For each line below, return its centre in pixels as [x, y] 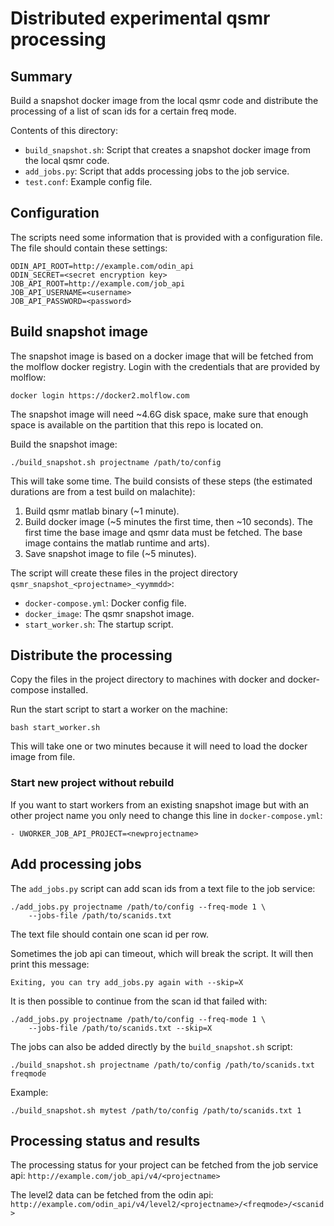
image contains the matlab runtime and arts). [117, 543]
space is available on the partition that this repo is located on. [137, 424]
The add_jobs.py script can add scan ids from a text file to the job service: [163, 888]
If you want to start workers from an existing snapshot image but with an [160, 804]
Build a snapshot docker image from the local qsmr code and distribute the [164, 100]
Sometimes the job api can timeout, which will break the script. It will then [162, 953]
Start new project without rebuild [92, 783]
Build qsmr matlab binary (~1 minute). [102, 511]
